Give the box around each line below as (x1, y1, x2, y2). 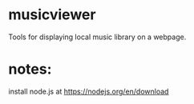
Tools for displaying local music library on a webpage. (8, 32, 187, 42)
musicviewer (8, 6, 96, 24)
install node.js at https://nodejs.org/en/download (8, 86, 169, 96)
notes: (8, 60, 52, 78)
